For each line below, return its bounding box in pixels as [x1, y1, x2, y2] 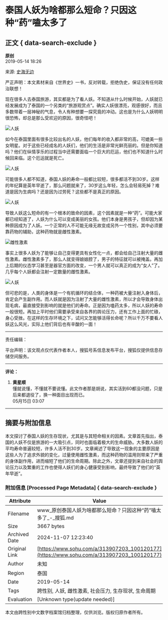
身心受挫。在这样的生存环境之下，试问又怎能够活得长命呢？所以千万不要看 [5, 315, 158, 320]
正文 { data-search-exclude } [5, 38, 97, 47]
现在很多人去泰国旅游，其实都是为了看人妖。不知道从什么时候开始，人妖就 [5, 96, 158, 102]
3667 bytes [37, 523, 65, 530]
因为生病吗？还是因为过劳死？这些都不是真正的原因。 [13, 188, 123, 194]
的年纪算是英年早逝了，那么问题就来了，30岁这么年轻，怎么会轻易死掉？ [5, 182, 155, 188]
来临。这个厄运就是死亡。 [13, 155, 66, 160]
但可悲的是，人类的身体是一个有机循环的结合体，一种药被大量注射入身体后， [5, 290, 163, 295]
